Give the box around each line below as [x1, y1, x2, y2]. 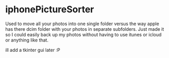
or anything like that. [5, 37, 49, 43]
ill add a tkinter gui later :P [5, 47, 60, 53]
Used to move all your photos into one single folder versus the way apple [5, 21, 160, 27]
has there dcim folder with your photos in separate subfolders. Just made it [5, 26, 164, 32]
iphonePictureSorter [5, 4, 94, 15]
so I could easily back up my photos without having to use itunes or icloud [5, 31, 162, 37]
